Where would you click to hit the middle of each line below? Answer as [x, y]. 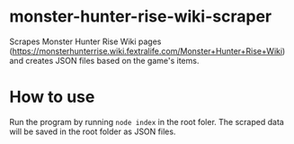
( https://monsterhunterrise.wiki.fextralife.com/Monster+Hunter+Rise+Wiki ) [147, 50]
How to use [52, 97]
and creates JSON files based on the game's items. [104, 60]
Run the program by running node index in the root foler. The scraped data [147, 121]
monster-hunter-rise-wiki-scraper [141, 17]
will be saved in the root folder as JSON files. [93, 131]
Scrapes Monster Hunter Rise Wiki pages [85, 41]
